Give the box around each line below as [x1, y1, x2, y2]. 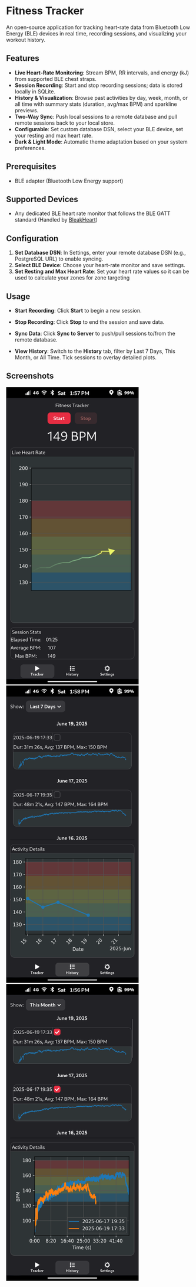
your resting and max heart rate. [14, 132, 93, 139]
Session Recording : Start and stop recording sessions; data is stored [14, 82, 182, 89]
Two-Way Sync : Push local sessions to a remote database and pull [14, 113, 178, 120]
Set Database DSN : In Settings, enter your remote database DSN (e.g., [14, 249, 187, 256]
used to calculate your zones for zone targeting [14, 274, 130, 281]
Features [6, 53, 39, 63]
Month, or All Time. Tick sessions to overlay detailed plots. [14, 354, 157, 361]
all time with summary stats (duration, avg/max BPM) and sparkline [14, 100, 178, 108]
